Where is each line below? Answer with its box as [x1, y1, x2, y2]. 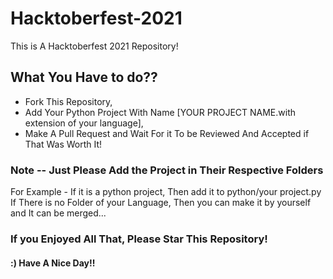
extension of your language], [24, 117, 144, 129]
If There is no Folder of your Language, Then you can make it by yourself [10, 197, 312, 209]
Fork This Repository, [24, 95, 113, 107]
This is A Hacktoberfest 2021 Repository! [10, 40, 179, 52]
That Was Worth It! [24, 138, 103, 150]
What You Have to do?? [10, 69, 158, 86]
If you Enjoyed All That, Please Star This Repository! [10, 232, 268, 246]
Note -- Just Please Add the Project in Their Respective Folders [10, 163, 324, 177]
